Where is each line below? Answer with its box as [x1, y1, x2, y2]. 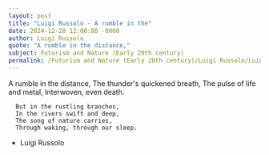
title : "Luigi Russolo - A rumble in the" [8, 19, 152, 27]
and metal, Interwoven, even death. [8, 87, 125, 96]
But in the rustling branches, [15, 102, 120, 111]
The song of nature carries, [15, 116, 113, 124]
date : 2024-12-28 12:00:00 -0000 [8, 27, 120, 35]
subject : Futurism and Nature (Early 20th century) [8, 49, 184, 57]
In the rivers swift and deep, [15, 109, 120, 117]
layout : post [8, 11, 52, 20]
